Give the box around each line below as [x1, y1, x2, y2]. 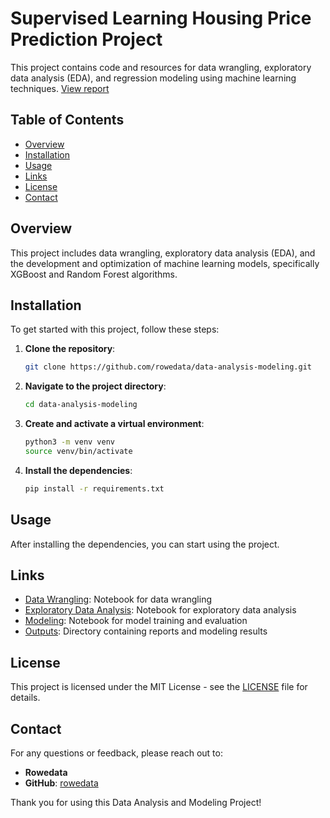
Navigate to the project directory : [24, 380, 167, 392]
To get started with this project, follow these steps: [10, 323, 220, 336]
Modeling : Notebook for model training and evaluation [24, 615, 248, 627]
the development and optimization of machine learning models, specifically [10, 257, 320, 269]
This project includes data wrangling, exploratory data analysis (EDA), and [10, 247, 316, 259]
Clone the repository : [24, 343, 116, 355]
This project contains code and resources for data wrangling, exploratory [10, 61, 312, 73]
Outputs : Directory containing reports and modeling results [24, 625, 268, 637]
